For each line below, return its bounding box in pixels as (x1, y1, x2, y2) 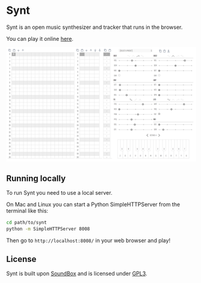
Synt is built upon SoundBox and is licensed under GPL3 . (6, 270, 147, 277)
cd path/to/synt (6, 219, 47, 225)
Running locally (6, 173, 66, 183)
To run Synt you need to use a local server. (6, 189, 113, 196)
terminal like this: (6, 207, 49, 214)
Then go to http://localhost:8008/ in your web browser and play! (6, 237, 170, 244)
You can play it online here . (6, 35, 74, 42)
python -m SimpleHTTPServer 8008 (6, 226, 90, 232)
